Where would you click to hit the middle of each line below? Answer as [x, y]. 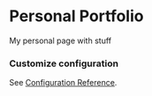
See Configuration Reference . [63, 83]
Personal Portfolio [76, 16]
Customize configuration [64, 63]
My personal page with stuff [61, 41]
